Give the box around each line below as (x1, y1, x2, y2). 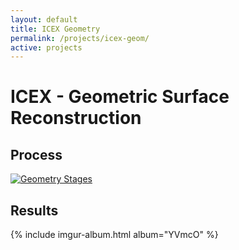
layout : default (10, 14, 78, 25)
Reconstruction (10, 107, 142, 130)
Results (10, 202, 59, 219)
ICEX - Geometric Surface (10, 86, 230, 108)
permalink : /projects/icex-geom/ (10, 33, 150, 43)
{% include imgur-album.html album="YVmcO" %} (10, 229, 219, 241)
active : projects (10, 42, 83, 53)
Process (10, 146, 63, 163)
